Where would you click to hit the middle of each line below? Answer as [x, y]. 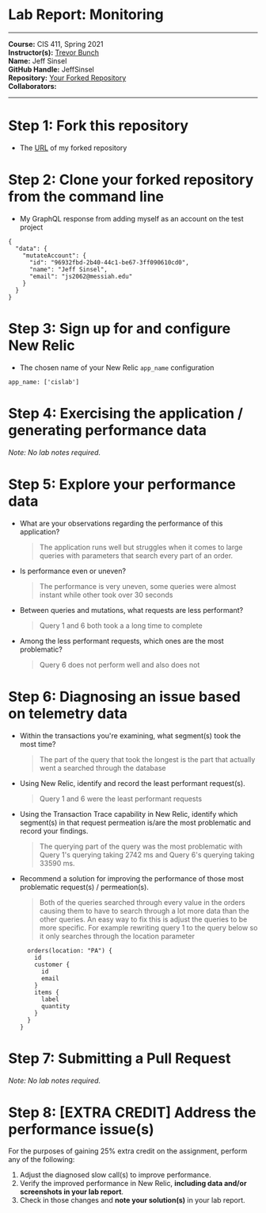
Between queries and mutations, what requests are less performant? [131, 610]
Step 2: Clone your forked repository [131, 180]
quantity [55, 1006]
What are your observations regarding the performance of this [121, 523]
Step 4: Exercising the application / [126, 413]
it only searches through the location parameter [117, 936]
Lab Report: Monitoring [86, 15]
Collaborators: [32, 86]
